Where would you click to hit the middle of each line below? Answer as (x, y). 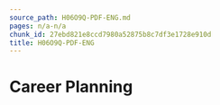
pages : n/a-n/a (38, 26)
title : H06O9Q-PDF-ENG (52, 43)
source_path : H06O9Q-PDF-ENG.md (70, 17)
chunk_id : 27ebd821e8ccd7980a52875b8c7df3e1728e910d (110, 34)
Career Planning (71, 87)
